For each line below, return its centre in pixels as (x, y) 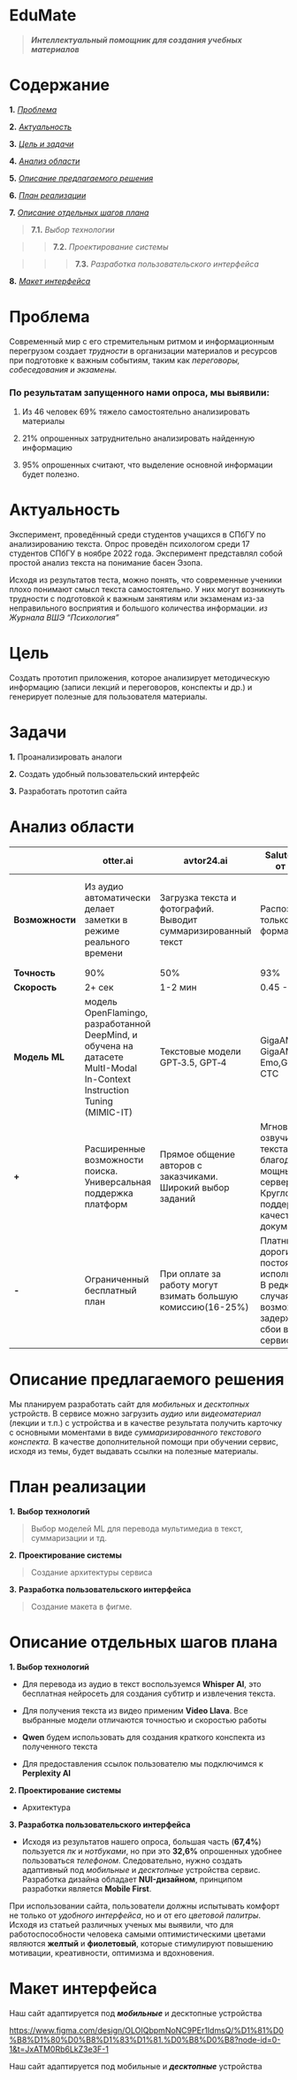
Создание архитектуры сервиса (91, 1572)
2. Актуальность (41, 127)
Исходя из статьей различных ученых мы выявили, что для (122, 1924)
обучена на (109, 1045)
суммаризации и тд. (69, 1537)
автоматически (118, 897)
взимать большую (199, 1296)
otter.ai (118, 860)
